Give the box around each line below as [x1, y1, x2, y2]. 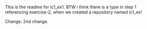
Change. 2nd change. [5, 19, 49, 24]
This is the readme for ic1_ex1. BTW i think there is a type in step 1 [5, 4, 136, 10]
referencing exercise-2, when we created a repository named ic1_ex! [5, 9, 142, 15]
